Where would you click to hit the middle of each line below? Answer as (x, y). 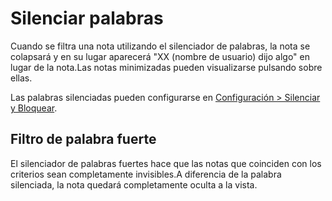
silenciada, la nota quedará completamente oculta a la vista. (134, 184)
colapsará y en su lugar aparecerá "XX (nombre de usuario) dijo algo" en (160, 56)
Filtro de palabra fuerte (83, 139)
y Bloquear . (34, 108)
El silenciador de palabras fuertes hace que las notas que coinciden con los (166, 163)
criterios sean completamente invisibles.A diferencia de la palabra (146, 174)
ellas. (21, 78)
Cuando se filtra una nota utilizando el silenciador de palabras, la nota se (160, 46)
